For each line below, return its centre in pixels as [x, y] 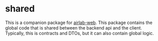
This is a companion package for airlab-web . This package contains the [79, 22]
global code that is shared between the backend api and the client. [74, 27]
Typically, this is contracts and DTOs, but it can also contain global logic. [79, 33]
